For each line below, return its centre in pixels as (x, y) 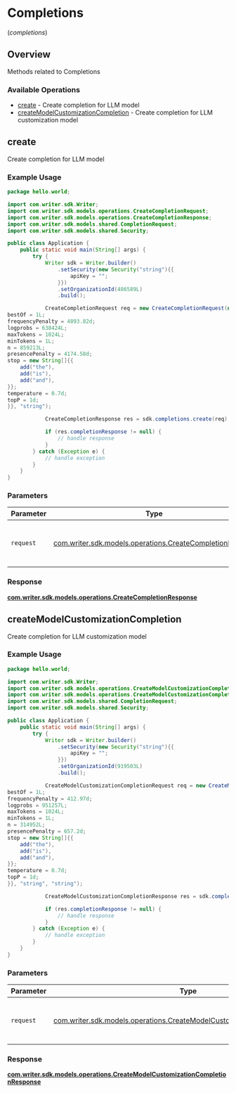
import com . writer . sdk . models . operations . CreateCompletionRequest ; (108, 211)
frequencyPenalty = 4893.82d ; (52, 321)
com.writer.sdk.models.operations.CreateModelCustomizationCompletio (117, 1075)
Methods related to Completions (54, 71)
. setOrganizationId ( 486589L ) (100, 289)
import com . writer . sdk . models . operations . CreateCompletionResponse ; (110, 217)
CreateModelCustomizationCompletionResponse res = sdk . (128, 896)
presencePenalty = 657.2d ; (47, 831)
